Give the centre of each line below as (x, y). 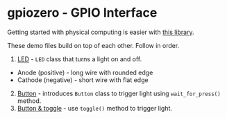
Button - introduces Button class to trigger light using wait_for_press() (119, 93)
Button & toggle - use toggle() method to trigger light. (94, 108)
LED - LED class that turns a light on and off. (79, 59)
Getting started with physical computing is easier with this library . (101, 32)
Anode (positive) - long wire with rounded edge (85, 72)
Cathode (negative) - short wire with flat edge (83, 80)
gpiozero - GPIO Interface (82, 13)
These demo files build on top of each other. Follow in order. (93, 45)
